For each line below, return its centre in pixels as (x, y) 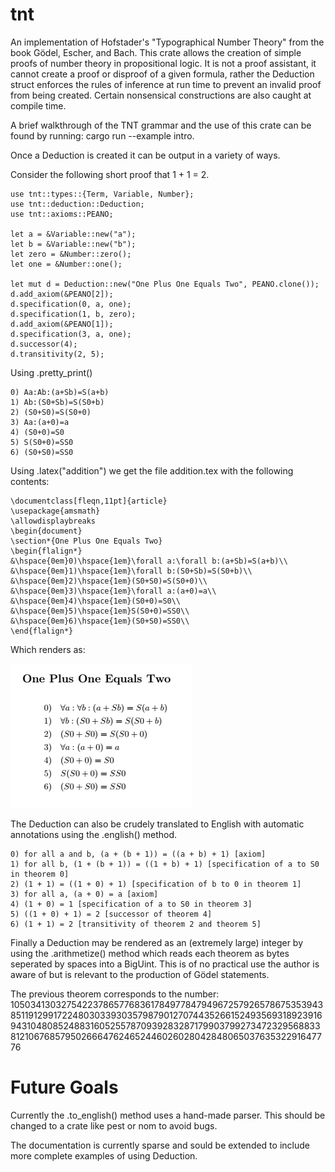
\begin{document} (46, 531)
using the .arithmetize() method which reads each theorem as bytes (150, 953)
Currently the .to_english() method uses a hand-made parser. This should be (168, 1115)
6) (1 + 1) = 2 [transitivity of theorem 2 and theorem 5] (136, 924)
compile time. (38, 105)
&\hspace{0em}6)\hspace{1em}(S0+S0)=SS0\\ (100, 621)
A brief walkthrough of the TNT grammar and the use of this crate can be (161, 125)
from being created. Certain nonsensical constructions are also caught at (161, 95)
